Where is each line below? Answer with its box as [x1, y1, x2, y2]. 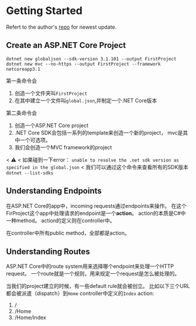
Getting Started [6, 4, 83, 18]
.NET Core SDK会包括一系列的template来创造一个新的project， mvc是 [14, 129, 183, 136]
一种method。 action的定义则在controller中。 [6, 217, 115, 224]
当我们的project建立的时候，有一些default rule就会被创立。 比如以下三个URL [6, 283, 190, 290]
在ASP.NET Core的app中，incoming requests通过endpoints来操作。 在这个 [6, 202, 187, 209]
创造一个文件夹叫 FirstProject [14, 90, 88, 97]
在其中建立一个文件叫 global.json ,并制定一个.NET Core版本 [14, 97, 157, 104]
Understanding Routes [6, 246, 91, 256]
